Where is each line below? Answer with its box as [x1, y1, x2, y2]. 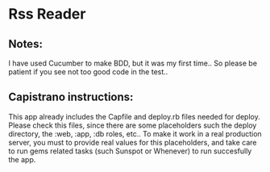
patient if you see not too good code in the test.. [8, 67, 168, 77]
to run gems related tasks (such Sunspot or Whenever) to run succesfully [8, 146, 252, 156]
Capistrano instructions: [8, 90, 134, 104]
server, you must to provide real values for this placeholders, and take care [8, 137, 257, 147]
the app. [8, 154, 36, 164]
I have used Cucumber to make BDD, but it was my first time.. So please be [8, 58, 258, 68]
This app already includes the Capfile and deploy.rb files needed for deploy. [8, 111, 260, 121]
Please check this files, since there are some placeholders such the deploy [8, 120, 257, 130]
